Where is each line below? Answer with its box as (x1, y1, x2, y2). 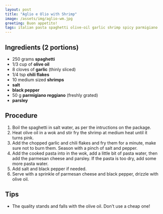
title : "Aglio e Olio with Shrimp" (5, 12, 77, 17)
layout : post (5, 7, 32, 12)
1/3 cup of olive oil (12, 61, 50, 67)
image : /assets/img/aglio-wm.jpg (5, 16, 73, 21)
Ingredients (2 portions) (5, 43, 79, 52)
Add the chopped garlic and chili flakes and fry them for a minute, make (12, 140, 156, 146)
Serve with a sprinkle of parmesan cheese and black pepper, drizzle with (12, 171, 159, 177)
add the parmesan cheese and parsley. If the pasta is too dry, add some (12, 155, 157, 161)
